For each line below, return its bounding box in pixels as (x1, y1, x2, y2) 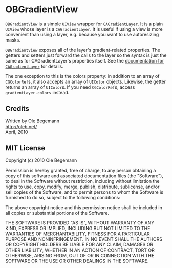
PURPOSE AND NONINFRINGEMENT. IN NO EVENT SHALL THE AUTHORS (5, 236, 163, 242)
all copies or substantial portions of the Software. (5, 210, 109, 216)
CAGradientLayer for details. (5, 63, 64, 69)
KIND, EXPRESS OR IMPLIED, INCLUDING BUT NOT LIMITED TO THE (5, 225, 150, 231)
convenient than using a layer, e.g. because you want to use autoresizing (5, 31, 159, 37)
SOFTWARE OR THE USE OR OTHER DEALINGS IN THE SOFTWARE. (5, 258, 149, 264)
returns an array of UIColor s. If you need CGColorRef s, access (5, 84, 135, 90)
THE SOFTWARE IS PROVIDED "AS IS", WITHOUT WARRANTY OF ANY (5, 219, 155, 226)
